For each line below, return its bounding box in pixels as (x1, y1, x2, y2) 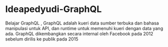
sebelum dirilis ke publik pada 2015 (5, 36, 78, 42)
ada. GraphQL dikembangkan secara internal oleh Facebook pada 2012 (5, 30, 153, 36)
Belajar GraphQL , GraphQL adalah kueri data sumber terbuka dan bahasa (5, 20, 159, 26)
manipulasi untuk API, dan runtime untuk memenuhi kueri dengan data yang (5, 25, 163, 31)
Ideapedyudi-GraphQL (5, 3, 102, 15)
